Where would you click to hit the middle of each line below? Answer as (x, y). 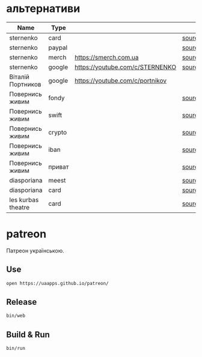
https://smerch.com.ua (107, 57)
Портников (25, 84)
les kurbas (24, 200)
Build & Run (28, 334)
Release (22, 302)
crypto (57, 132)
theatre (20, 207)
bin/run (16, 349)
